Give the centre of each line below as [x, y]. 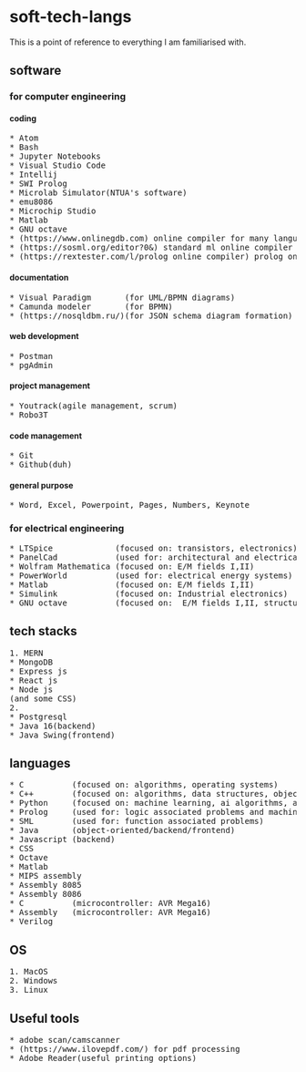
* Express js [39, 671]
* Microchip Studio [53, 211]
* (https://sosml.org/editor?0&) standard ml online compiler [151, 247]
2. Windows [34, 981]
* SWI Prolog [39, 184]
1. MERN [26, 653]
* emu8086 [31, 202]
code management [46, 436]
